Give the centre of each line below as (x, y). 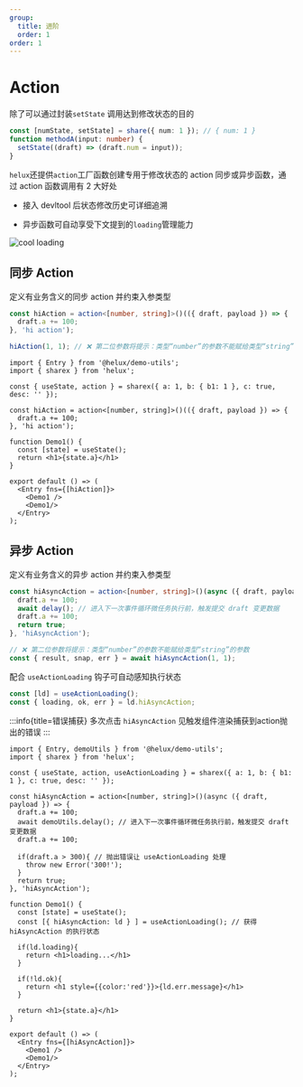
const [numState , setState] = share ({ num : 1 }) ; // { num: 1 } (133, 131)
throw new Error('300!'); (74, 865)
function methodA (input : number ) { (76, 140)
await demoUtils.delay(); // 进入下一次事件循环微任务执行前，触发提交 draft (153, 822)
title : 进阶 (39, 26)
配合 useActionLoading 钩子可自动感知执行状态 (96, 676)
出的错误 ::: (30, 732)
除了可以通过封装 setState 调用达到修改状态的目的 (102, 114)
